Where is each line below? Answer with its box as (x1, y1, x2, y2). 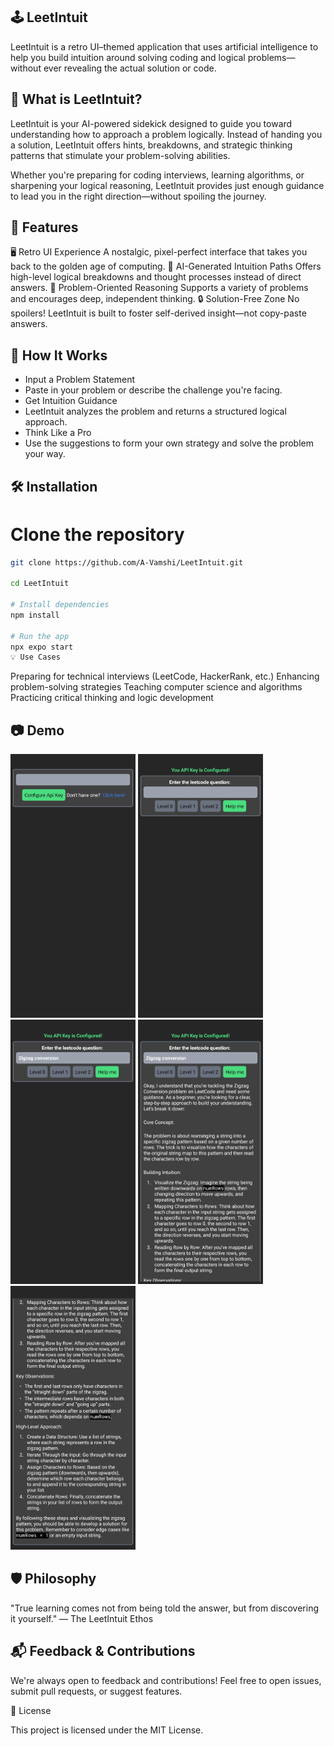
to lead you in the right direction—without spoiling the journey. (10, 190, 267, 202)
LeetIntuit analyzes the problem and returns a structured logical (24, 405, 287, 418)
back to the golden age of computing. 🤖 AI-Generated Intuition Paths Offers (10, 260, 322, 273)
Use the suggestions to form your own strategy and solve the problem (24, 437, 314, 449)
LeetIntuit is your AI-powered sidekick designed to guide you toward (10, 117, 293, 129)
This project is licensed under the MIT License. (10, 1724, 204, 1736)
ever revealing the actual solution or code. (43, 62, 217, 74)
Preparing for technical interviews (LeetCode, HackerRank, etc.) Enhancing (10, 670, 320, 683)
